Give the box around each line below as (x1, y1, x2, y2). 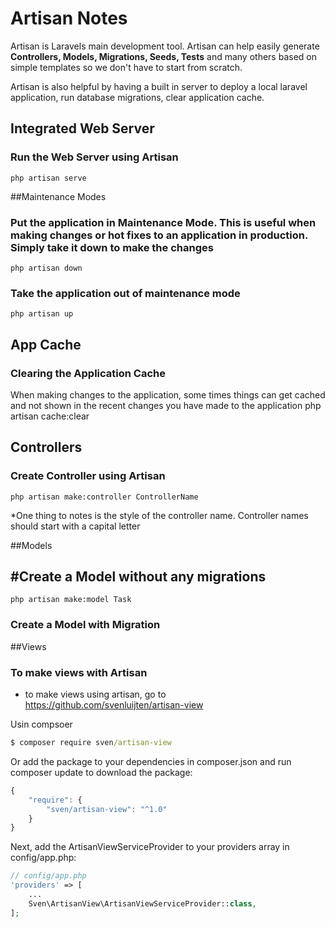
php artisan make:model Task (10, 595, 132, 605)
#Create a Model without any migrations (10, 568, 267, 585)
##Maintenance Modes (10, 190, 107, 202)
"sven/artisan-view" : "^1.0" (46, 804, 168, 814)
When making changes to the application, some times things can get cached (10, 388, 326, 401)
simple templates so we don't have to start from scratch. (10, 61, 243, 73)
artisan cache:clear (10, 410, 90, 422)
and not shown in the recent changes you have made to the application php (10, 399, 322, 411)
